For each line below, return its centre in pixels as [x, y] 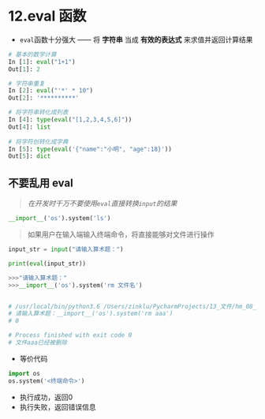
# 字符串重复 [26, 84]
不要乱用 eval [41, 183]
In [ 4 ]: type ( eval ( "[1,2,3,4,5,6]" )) [70, 120]
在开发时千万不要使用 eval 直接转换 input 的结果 [102, 204]
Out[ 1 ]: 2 [24, 69]
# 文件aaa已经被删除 [38, 342]
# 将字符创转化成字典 [38, 142]
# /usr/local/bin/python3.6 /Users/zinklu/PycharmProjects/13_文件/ [122, 306]
